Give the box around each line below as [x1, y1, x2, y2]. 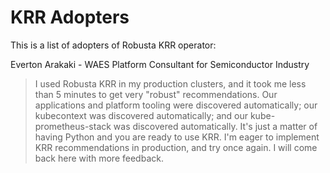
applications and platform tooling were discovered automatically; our [34, 99, 318, 111]
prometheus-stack [34, 120, 112, 132]
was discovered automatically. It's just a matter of [113, 120, 318, 132]
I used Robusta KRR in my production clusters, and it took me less [34, 77, 307, 90]
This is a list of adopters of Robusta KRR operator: [10, 39, 217, 51]
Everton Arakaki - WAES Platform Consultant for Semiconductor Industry [10, 58, 310, 70]
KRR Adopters [10, 6, 130, 29]
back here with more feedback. [34, 152, 164, 164]
